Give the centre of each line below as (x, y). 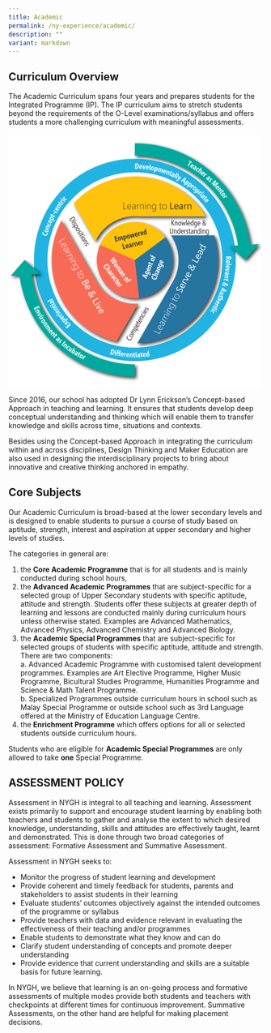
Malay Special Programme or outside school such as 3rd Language (132, 707)
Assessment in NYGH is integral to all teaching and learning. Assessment (130, 802)
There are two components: (66, 655)
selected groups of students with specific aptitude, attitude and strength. (142, 647)
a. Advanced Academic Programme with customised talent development (140, 664)
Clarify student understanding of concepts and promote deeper (126, 945)
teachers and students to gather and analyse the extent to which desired (129, 820)
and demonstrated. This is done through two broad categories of (116, 837)
